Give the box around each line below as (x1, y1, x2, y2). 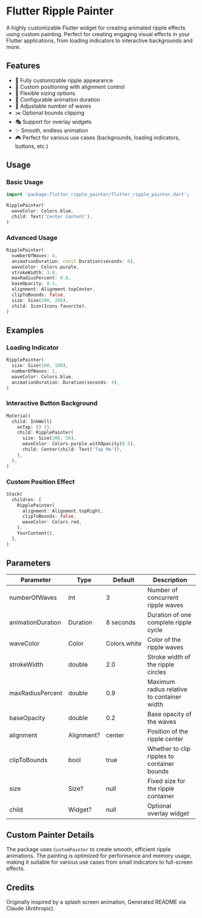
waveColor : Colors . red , (22, 519, 82, 525)
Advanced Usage (6, 233, 58, 242)
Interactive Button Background (6, 399, 98, 407)
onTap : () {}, (17, 424, 52, 430)
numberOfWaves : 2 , (11, 368, 58, 374)
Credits (6, 883, 35, 893)
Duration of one (147, 611, 192, 619)
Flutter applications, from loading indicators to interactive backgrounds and (6, 37, 193, 44)
